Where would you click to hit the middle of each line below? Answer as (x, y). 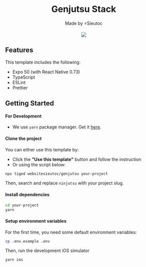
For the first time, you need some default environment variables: (71, 232)
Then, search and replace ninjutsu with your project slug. (65, 183)
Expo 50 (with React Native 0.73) (46, 72)
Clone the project (23, 138)
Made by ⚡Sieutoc (84, 23)
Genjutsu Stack (84, 9)
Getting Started (30, 103)
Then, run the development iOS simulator (47, 251)
